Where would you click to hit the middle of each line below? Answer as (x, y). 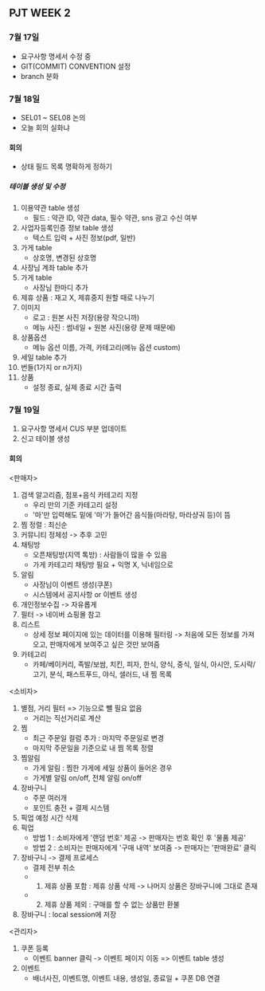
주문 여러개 (49, 797)
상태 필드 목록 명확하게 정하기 (66, 167)
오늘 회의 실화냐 (45, 128)
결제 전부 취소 (54, 867)
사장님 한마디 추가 (60, 288)
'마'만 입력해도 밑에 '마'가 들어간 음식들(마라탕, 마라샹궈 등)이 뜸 (132, 514)
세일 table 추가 (43, 357)
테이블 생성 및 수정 (37, 186)
